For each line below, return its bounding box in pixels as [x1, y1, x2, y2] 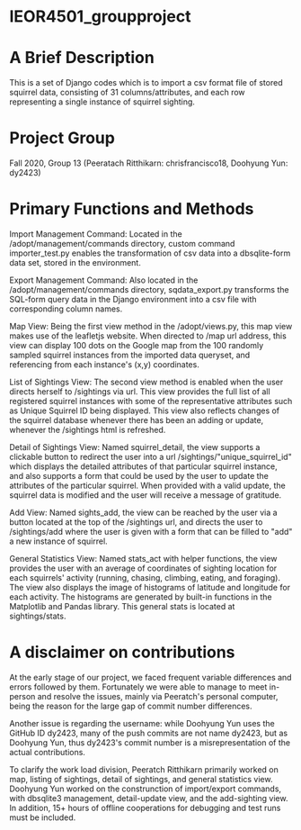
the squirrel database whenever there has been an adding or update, [9, 415, 264, 425]
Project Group [9, 128, 115, 149]
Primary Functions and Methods [9, 199, 254, 220]
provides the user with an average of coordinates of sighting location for [9, 563, 278, 573]
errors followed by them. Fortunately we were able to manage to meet [9, 681, 268, 692]
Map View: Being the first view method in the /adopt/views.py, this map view [9, 321, 293, 331]
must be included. [9, 812, 76, 823]
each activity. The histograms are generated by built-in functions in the [9, 591, 272, 602]
